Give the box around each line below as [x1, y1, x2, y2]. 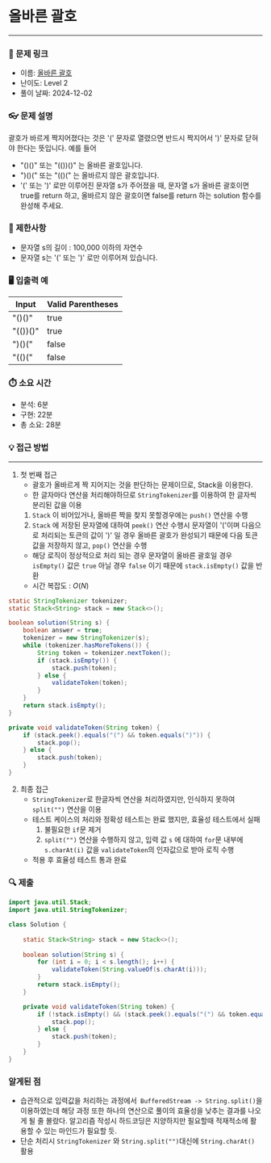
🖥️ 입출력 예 [8, 275, 48, 286]
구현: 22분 [19, 409, 53, 420]
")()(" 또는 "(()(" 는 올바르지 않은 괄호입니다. [19, 170, 160, 180]
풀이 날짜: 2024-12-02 [19, 88, 93, 98]
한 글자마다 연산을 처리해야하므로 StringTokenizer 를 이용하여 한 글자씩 [31, 489, 256, 499]
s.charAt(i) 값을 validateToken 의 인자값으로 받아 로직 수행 [44, 845, 235, 854]
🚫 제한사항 [8, 223, 47, 234]
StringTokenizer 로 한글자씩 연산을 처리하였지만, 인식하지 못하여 [31, 794, 236, 804]
